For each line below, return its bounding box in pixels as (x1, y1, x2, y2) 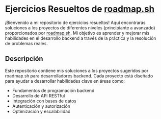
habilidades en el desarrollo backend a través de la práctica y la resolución (5, 35, 156, 41)
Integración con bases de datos (12, 98, 77, 104)
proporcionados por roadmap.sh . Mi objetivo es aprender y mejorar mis (5, 30, 150, 36)
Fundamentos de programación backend (12, 87, 95, 94)
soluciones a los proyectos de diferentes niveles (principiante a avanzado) (5, 24, 156, 30)
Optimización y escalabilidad (12, 108, 71, 114)
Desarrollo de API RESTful (12, 93, 65, 98)
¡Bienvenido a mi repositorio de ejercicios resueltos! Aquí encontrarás (5, 20, 146, 25)
